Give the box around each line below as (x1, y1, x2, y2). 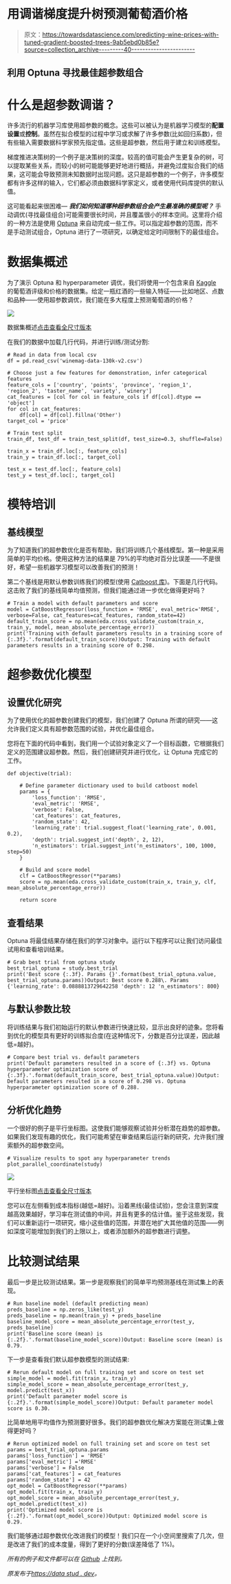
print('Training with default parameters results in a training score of (7, 630, 223, 637)
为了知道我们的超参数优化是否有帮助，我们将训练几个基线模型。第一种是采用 (7, 546, 224, 554)
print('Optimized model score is (7, 1506, 103, 1513)
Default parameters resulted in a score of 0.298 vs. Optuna (7, 1078, 186, 1085)
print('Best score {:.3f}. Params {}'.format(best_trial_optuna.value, (7, 971, 217, 978)
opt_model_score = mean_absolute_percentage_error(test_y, (7, 1494, 180, 1501)
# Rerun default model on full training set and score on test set (7, 1369, 205, 1376)
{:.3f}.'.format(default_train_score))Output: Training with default (7, 636, 211, 643)
